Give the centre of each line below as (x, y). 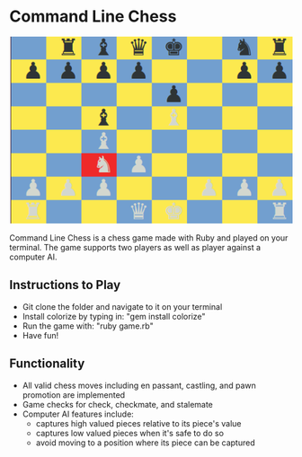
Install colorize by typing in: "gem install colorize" (114, 316)
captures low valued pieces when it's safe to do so (130, 433)
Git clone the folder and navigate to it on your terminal (122, 306)
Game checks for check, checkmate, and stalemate (118, 404)
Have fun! (40, 335)
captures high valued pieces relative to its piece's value (138, 423)
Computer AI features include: (78, 414)
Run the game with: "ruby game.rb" (88, 326)
